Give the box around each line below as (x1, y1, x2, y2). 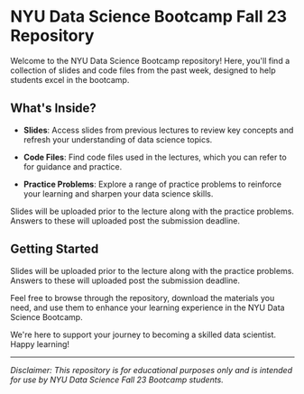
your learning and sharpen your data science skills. (23, 188, 214, 199)
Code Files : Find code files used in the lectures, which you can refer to (23, 151, 287, 162)
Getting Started (10, 242, 99, 257)
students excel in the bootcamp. (10, 74, 130, 85)
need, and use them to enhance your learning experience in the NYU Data (10, 302, 285, 313)
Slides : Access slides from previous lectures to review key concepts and (23, 124, 294, 135)
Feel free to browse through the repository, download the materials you (10, 292, 275, 303)
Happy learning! (10, 338, 70, 349)
